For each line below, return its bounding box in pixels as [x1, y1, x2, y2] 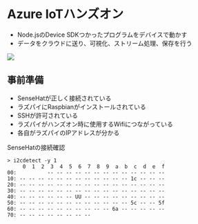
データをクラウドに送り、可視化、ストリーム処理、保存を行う [17, 39, 192, 47]
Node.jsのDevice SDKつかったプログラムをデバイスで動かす [17, 30, 188, 39]
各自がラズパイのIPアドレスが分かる [17, 129, 120, 137]
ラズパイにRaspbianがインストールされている [17, 102, 146, 111]
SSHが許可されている [17, 111, 78, 120]
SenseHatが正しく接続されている [17, 94, 112, 102]
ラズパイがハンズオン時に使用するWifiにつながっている [17, 120, 174, 128]
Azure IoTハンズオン [7, 6, 124, 22]
